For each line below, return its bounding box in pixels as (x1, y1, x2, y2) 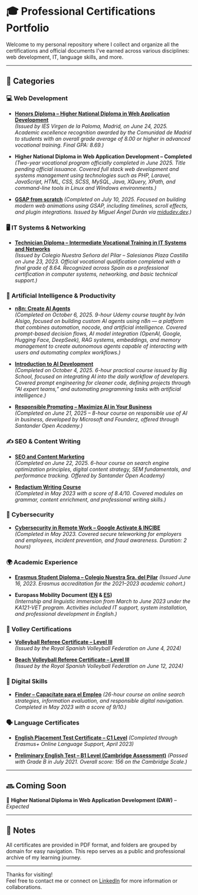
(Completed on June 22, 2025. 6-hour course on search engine (14, 459, 170, 466)
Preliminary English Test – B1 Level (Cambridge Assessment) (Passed (14, 752, 188, 759)
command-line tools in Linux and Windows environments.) (14, 184, 157, 191)
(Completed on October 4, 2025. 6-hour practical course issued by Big (14, 367, 187, 374)
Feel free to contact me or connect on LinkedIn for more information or (6, 877, 178, 884)
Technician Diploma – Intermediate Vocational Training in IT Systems (14, 239, 187, 246)
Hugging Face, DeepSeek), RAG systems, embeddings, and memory (14, 337, 181, 344)
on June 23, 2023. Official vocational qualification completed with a (14, 258, 181, 265)
